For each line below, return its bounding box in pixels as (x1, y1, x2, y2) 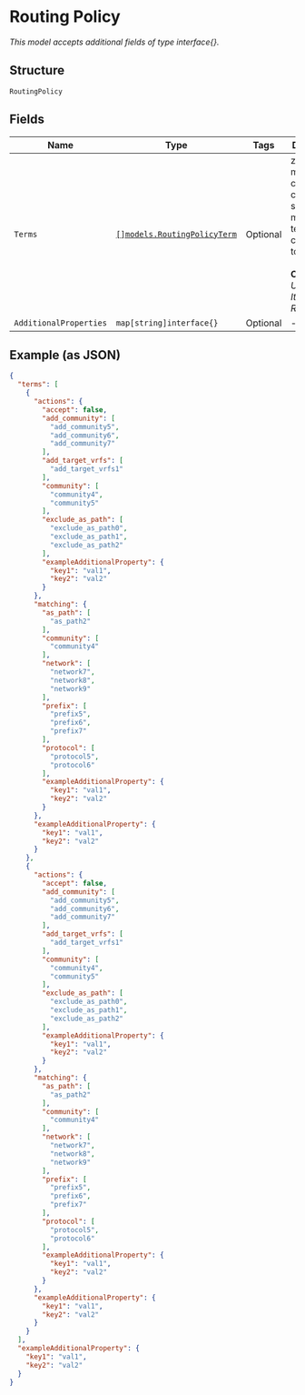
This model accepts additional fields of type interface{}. (9, 36, 220, 47)
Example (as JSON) (9, 347, 121, 363)
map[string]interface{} (115, 317, 219, 328)
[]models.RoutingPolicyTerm (115, 229, 238, 239)
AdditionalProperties (14, 317, 107, 328)
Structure (9, 63, 65, 78)
